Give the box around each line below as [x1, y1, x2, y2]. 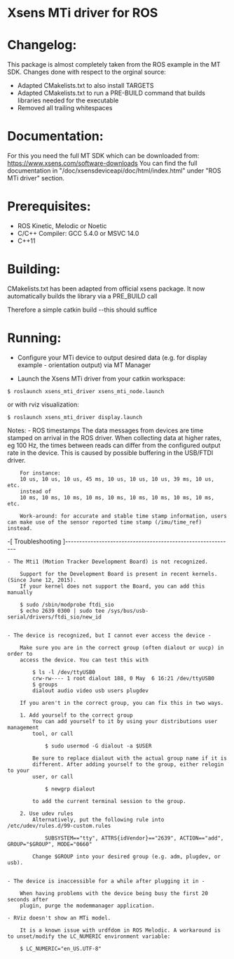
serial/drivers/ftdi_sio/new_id [7, 613, 102, 621]
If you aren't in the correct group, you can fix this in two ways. [20, 699, 224, 706]
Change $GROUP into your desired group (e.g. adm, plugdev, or [32, 853, 221, 860]
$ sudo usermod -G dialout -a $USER [44, 742, 152, 749]
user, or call [32, 773, 74, 780]
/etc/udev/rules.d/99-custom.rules [7, 822, 111, 829]
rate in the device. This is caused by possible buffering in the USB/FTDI [7, 448, 214, 457]
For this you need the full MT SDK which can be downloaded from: [7, 152, 200, 160]
